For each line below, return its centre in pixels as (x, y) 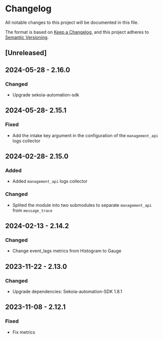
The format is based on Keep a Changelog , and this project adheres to (77, 32)
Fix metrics (24, 332)
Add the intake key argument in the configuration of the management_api (85, 135)
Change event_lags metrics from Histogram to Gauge (67, 251)
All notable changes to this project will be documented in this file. (72, 22)
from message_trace (32, 210)
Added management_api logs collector (50, 181)
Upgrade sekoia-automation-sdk (46, 95)
